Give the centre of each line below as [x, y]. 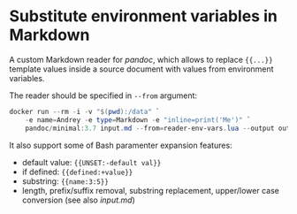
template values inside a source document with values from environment [141, 69]
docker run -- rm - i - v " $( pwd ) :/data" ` [85, 111]
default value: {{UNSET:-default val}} [91, 162]
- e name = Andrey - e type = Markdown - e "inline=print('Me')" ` [138, 120]
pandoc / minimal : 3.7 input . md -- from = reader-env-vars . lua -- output [150, 128]
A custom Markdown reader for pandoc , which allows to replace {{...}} [141, 59]
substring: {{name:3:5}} [65, 181]
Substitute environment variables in [144, 16]
